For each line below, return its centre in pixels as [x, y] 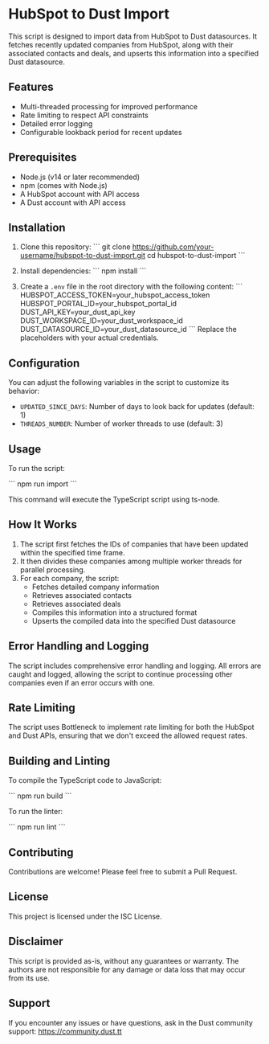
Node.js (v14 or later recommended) [80, 177]
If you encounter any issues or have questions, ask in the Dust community [130, 1022]
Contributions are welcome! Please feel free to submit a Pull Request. [123, 872]
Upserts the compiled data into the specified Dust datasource [134, 620]
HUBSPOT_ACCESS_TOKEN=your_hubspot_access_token [115, 295]
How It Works [43, 524]
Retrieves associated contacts [82, 595]
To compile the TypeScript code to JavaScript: [85, 780]
